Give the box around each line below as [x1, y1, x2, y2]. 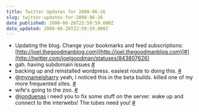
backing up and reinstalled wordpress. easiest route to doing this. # [14, 67, 182, 75]
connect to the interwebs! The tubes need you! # [14, 99, 136, 107]
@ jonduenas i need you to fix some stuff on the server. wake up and [14, 93, 184, 100]
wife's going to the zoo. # [14, 86, 78, 93]
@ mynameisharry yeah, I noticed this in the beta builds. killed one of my [14, 74, 194, 81]
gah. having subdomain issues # [14, 61, 95, 68]
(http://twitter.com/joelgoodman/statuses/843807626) [14, 55, 150, 62]
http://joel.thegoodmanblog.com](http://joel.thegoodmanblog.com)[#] [17, 49, 190, 56]
